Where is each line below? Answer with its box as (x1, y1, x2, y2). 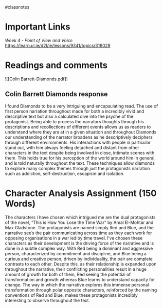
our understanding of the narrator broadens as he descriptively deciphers (5, 134, 153, 140)
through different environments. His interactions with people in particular (5, 139, 151, 145)
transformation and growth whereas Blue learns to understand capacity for (5, 276, 155, 283)
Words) (5, 198, 36, 209)
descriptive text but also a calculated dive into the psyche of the (5, 113, 134, 119)
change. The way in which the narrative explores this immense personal (5, 282, 149, 287)
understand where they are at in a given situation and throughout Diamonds (5, 129, 157, 135)
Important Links (5, 22, 71, 32)
